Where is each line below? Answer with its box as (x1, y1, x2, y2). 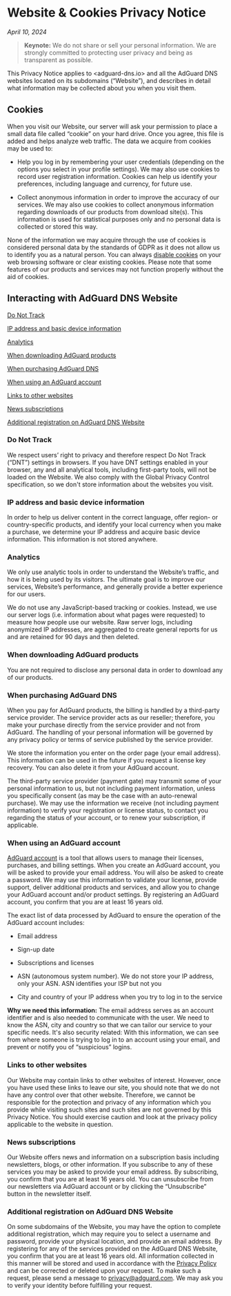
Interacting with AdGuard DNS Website (7, 292, 178, 305)
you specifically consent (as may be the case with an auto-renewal (7, 792, 198, 800)
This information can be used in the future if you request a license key (7, 756, 206, 765)
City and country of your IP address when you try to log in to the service (17, 993, 223, 1001)
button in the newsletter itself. (7, 1190, 92, 1198)
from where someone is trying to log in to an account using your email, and (7, 1036, 221, 1044)
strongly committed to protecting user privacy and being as (23, 48, 193, 57)
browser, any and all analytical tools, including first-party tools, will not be (7, 465, 217, 474)
